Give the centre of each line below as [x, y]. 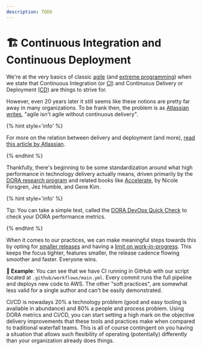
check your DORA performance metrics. [56, 216]
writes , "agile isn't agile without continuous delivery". [72, 114]
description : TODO [29, 12]
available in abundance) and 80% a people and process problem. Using [95, 308]
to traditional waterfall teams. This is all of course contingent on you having [100, 328]
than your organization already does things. [60, 340]
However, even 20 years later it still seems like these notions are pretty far [98, 101]
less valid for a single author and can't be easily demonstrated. [84, 290]
